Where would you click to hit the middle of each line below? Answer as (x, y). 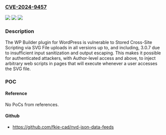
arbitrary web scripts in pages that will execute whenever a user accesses (82, 63)
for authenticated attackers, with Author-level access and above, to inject (81, 58)
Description (20, 31)
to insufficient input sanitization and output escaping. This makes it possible (83, 53)
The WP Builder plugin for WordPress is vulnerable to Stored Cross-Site (79, 42)
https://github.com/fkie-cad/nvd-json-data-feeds (63, 127)
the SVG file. (18, 69)
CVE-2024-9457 (26, 7)
